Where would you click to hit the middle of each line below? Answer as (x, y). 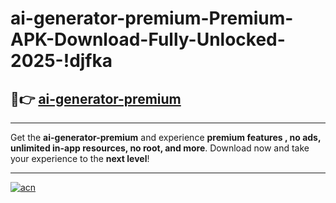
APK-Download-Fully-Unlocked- (148, 39)
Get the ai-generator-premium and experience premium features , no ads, (166, 137)
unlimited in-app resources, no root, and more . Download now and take (160, 148)
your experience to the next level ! (80, 158)
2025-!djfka (61, 61)
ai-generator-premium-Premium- (152, 18)
